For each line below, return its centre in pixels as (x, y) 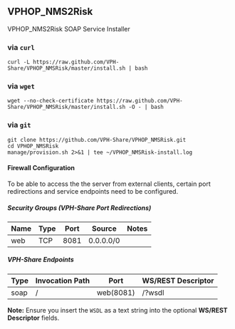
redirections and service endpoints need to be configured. (93, 191)
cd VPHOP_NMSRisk (33, 146)
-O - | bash (146, 107)
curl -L (19, 62)
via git (19, 125)
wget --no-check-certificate (51, 101)
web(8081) (116, 293)
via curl (21, 47)
